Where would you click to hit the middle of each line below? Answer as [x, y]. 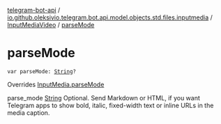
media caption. [29, 113]
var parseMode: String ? [42, 71]
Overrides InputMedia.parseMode [56, 84]
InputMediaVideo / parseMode [51, 25]
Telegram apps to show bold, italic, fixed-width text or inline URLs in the [110, 105]
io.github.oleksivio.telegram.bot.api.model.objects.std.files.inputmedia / [110, 17]
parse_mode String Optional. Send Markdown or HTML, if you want [104, 98]
